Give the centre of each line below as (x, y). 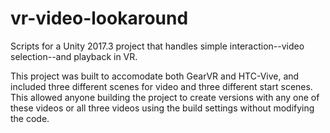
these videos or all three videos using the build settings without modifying (162, 108)
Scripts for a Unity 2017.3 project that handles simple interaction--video (157, 46)
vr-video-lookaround (99, 18)
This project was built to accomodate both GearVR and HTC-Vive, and (155, 76)
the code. (30, 118)
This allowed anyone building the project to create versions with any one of (165, 97)
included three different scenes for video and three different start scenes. (161, 86)
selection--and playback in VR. (74, 56)
